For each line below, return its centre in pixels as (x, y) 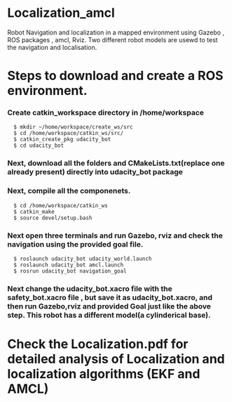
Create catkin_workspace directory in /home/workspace (106, 112)
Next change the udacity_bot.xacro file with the (90, 288)
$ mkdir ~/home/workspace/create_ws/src (73, 127)
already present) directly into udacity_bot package (95, 172)
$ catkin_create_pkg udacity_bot (62, 140)
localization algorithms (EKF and (104, 374)
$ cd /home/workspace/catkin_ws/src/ (69, 134)
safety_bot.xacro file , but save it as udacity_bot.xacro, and (110, 297)
